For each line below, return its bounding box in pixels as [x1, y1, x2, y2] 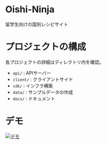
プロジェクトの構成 [5, 41, 87, 53]
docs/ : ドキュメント [12, 95, 55, 101]
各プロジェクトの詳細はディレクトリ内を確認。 [5, 59, 104, 65]
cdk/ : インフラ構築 [12, 83, 53, 89]
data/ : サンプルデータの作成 [12, 89, 73, 95]
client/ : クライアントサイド [12, 76, 73, 83]
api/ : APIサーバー [12, 70, 51, 76]
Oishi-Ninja [5, 4, 55, 15]
